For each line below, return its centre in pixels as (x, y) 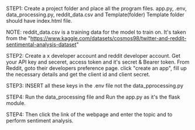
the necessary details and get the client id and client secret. (78, 74)
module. (16, 103)
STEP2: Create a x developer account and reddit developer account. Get (93, 56)
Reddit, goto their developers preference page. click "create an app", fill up (97, 68)
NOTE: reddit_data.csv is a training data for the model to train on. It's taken (96, 32)
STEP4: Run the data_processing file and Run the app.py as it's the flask (93, 97)
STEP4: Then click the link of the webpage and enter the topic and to (89, 114)
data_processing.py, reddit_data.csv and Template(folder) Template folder (95, 15)
